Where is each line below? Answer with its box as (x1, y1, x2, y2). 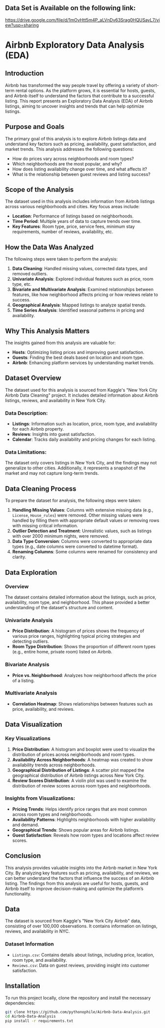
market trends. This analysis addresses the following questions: (5, 146, 134, 152)
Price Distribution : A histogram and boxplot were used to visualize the (12, 746, 155, 752)
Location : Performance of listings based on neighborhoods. (12, 213, 134, 219)
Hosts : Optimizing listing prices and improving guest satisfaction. (12, 350, 145, 355)
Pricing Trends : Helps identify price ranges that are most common (12, 806, 147, 812)
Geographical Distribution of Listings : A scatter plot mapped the (12, 767, 144, 773)
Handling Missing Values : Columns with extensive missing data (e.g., (12, 507, 154, 513)
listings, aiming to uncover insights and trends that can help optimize (5, 103, 144, 109)
